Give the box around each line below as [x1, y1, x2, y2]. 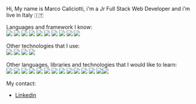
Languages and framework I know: [6, 23, 92, 31]
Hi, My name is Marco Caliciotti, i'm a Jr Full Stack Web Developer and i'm [6, 5, 190, 12]
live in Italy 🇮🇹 [6, 11, 44, 19]
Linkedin [14, 91, 37, 99]
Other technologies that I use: [6, 42, 80, 49]
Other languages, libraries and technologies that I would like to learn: [6, 61, 177, 68]
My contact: [6, 80, 36, 87]
